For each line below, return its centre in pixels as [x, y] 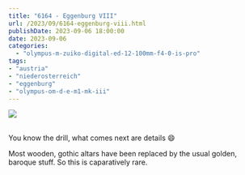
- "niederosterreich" [45, 76]
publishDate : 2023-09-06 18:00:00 [67, 31]
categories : [28, 46]
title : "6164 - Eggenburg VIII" [63, 16]
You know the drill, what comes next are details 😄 [92, 138]
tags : [17, 62]
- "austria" [28, 69]
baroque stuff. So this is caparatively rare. [78, 162]
